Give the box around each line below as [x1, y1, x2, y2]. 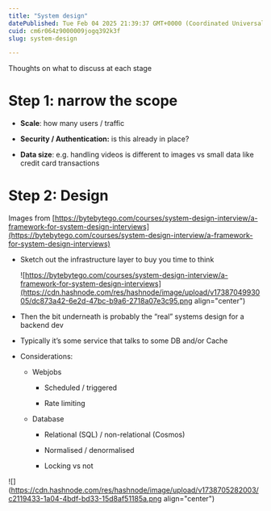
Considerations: [19, 352, 73, 362]
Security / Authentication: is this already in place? [19, 134, 190, 144]
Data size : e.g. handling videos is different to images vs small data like [19, 150, 254, 160]
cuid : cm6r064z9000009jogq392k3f [8, 27, 121, 35]
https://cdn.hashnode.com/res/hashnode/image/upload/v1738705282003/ [10, 485, 260, 495]
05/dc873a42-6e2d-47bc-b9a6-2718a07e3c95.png [19, 296, 193, 306]
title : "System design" [8, 11, 89, 20]
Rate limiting [44, 399, 85, 408]
